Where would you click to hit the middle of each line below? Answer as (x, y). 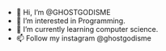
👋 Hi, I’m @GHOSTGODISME (63, 12)
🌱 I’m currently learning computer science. (87, 29)
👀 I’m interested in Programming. (70, 21)
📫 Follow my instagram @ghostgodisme (83, 38)
